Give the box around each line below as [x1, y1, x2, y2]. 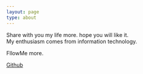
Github [6, 61, 23, 69]
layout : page [6, 8, 40, 15]
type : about [6, 15, 37, 21]
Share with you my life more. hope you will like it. [6, 31, 129, 38]
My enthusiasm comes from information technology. [6, 38, 138, 45]
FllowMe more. [6, 49, 44, 56]
